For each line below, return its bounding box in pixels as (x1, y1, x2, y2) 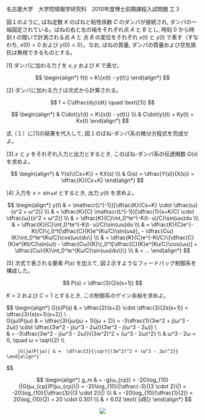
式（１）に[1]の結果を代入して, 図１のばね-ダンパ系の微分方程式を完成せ (6, 130, 189, 137)
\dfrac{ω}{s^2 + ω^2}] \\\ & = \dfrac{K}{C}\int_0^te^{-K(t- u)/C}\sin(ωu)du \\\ (6, 214, 199, 222)
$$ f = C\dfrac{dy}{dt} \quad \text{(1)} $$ (50, 99, 155, 106)
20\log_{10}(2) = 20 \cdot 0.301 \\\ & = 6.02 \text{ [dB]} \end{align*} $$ (13, 396, 192, 403)
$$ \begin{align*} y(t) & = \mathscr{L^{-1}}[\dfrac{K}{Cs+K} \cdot (7, 201, 173, 209)
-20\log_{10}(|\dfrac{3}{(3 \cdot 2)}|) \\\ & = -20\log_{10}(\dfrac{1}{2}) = (12, 389, 193, 396)
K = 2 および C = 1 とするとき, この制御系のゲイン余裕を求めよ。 (6, 292, 170, 299)
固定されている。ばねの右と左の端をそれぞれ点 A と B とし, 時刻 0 (11, 26, 177, 33)
